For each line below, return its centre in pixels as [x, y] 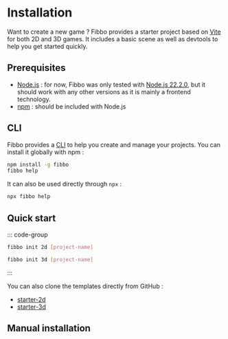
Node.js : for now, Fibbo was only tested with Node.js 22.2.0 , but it [111, 85]
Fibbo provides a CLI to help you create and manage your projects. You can [114, 144]
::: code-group [27, 234]
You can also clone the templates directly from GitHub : [85, 286]
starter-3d [32, 307]
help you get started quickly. [47, 46]
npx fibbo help [29, 197]
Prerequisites [36, 68]
